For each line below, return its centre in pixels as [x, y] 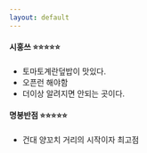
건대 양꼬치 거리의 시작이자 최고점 [81, 140]
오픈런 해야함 [45, 82]
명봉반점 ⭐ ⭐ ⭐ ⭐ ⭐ [39, 116]
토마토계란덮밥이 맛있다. [64, 71]
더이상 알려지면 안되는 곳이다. [73, 93]
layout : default [39, 17]
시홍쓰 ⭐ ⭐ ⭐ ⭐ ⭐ [35, 47]
